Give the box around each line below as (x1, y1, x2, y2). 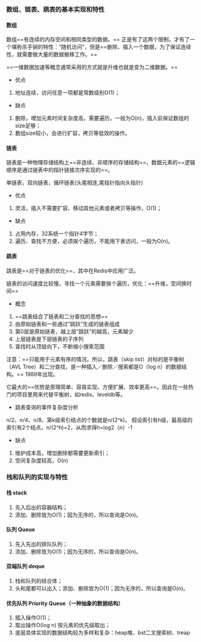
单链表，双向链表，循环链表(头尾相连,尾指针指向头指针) (6, 179, 143, 187)
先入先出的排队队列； (14, 540, 68, 547)
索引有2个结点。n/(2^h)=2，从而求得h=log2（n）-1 (6, 424, 133, 431)
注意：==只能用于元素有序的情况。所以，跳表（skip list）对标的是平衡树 (6, 355, 185, 362)
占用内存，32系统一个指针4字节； (14, 230, 99, 238)
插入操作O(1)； (14, 614, 52, 622)
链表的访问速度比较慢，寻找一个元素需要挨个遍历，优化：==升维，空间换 (6, 280, 187, 287)
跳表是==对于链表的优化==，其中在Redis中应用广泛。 (6, 267, 139, 274)
